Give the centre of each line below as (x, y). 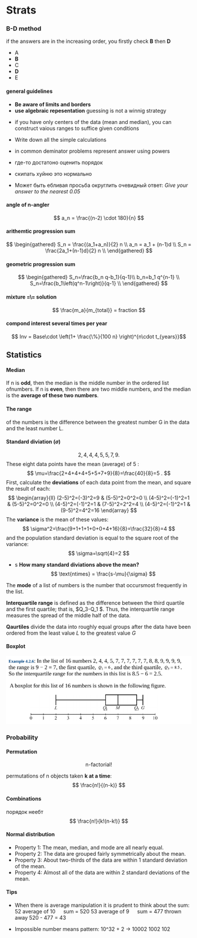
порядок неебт (25, 812)
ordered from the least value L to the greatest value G (71, 633)
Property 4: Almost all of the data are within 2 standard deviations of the (102, 872)
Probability (22, 738)
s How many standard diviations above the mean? (77, 564)
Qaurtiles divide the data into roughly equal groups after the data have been (98, 627)
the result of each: (28, 488)
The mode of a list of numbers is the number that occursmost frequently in (97, 585)
